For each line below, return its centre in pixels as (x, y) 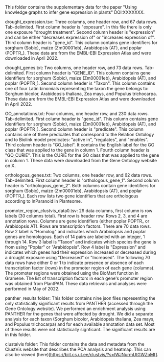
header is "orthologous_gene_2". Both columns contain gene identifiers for (80, 185)
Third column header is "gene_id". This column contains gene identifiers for (81, 43)
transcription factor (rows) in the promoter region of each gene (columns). (80, 268)
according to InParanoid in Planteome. (44, 201)
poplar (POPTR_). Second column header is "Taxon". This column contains (80, 83)
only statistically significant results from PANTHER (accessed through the (79, 303)
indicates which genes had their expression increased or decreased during (81, 252)
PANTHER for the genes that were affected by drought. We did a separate (79, 314)
